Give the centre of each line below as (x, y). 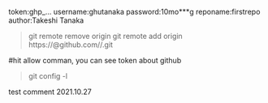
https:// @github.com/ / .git (71, 45)
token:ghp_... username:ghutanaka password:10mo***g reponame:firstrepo (134, 12)
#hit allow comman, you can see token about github (95, 60)
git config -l (48, 76)
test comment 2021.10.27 (50, 92)
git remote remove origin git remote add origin (105, 36)
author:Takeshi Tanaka (46, 20)
